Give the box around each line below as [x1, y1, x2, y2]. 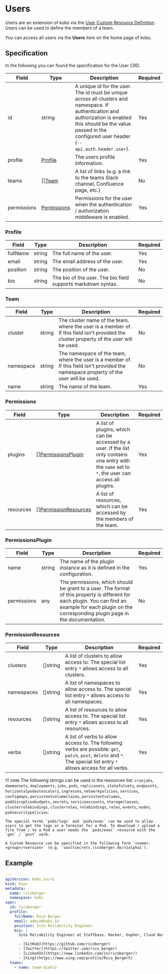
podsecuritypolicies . [5, 809, 49, 815]
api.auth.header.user [74, 146, 126, 152]
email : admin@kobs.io [14, 918, 59, 923]
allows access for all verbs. [64, 764, 129, 771]
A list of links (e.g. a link [74, 168, 131, 175]
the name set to [95, 463, 130, 470]
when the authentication [74, 201, 132, 208]
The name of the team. [58, 383, 112, 390]
